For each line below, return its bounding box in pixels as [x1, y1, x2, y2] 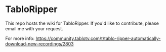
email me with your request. [5, 25, 63, 31]
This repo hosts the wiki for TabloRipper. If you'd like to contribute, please [5, 20, 159, 26]
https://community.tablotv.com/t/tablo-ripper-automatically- [35, 35, 161, 41]
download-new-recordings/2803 [5, 40, 74, 46]
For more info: [5, 35, 34, 41]
